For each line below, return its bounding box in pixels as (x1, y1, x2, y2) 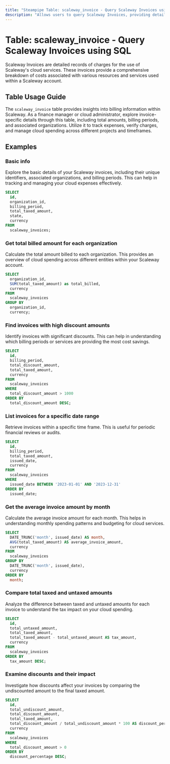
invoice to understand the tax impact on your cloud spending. (5, 606, 134, 613)
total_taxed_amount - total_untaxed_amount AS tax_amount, (10, 635, 137, 640)
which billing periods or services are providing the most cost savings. (5, 339, 150, 345)
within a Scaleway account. (5, 78, 62, 84)
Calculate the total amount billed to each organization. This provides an (5, 251, 154, 257)
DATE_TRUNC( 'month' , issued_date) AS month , (10, 535, 105, 540)
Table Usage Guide (5, 93, 66, 101)
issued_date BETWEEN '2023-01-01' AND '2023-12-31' (10, 481, 121, 487)
